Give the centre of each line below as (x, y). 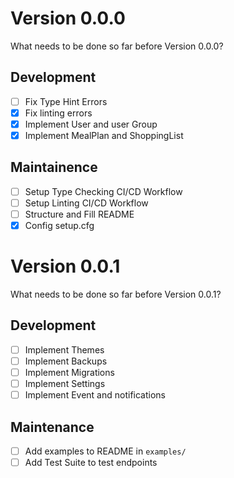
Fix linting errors (58, 113)
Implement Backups (66, 361)
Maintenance (52, 427)
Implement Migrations (69, 372)
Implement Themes (64, 349)
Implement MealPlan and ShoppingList (104, 135)
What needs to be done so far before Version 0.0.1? (116, 294)
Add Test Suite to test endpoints (91, 462)
